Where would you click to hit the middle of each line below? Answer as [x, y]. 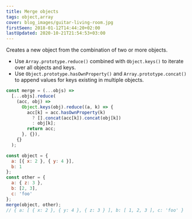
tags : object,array [30, 17]
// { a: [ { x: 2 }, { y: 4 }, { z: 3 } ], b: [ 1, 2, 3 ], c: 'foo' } [95, 210]
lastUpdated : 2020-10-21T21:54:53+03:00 [56, 33]
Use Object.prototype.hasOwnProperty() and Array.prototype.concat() [100, 74]
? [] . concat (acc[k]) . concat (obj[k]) [76, 118]
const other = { [26, 177]
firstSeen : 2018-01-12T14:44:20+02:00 [53, 28]
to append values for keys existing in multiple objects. [79, 80]
